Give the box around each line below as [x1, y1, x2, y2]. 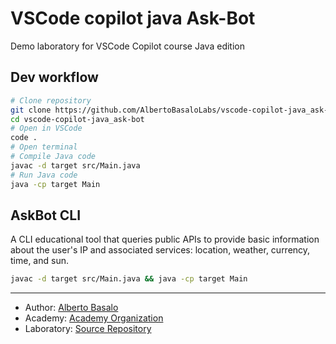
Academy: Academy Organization [24, 312, 164, 324]
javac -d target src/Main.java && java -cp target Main [10, 274, 248, 284]
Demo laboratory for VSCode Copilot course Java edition [10, 40, 245, 52]
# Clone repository [10, 95, 92, 106]
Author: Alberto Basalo [24, 302, 119, 314]
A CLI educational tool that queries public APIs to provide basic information [10, 233, 320, 246]
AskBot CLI [10, 207, 82, 224]
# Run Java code [10, 170, 78, 180]
